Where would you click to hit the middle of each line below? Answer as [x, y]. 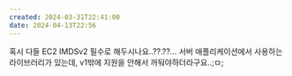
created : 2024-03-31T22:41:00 [65, 17]
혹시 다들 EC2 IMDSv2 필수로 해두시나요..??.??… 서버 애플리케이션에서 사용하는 [146, 51]
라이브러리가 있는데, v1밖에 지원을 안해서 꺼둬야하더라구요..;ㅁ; [116, 62]
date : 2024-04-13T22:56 [53, 25]
